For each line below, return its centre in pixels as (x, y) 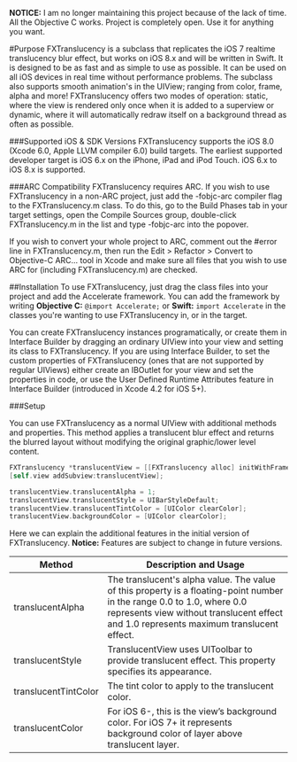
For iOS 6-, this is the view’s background (192, 711)
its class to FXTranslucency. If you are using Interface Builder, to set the (140, 351)
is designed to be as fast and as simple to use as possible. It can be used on (148, 67)
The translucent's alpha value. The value (191, 579)
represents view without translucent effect (195, 613)
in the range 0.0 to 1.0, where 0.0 (177, 602)
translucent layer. (143, 745)
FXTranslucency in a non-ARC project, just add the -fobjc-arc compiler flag (146, 196)
